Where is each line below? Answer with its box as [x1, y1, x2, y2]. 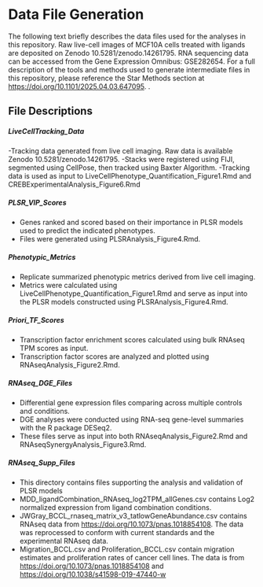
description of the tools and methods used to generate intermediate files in [8, 65, 250, 74]
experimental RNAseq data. [19, 537, 108, 546]
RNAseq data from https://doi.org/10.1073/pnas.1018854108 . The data [19, 519, 244, 529]
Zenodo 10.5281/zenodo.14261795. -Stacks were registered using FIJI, [8, 155, 235, 164]
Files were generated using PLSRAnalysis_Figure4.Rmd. [19, 234, 201, 244]
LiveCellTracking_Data [8, 126, 85, 135]
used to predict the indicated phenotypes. [19, 226, 155, 235]
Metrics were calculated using [19, 281, 118, 290]
